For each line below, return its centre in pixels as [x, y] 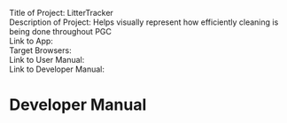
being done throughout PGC [61, 31]
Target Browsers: [41, 50]
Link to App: [31, 41]
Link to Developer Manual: [57, 69]
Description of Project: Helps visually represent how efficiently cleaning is [144, 22]
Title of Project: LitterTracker [61, 13]
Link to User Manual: [47, 60]
